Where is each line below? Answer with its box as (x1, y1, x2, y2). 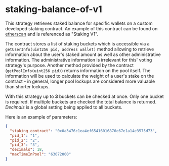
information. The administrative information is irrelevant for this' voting (5, 57, 152, 63)
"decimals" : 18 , (10, 147, 44, 152)
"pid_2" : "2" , (10, 138, 39, 143)
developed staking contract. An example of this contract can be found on (5, 25, 158, 31)
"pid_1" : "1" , (10, 133, 39, 138)
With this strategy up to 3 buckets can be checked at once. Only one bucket (5, 93, 164, 99)
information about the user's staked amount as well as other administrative (5, 51, 161, 58)
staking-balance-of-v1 (5, 4, 102, 15)
